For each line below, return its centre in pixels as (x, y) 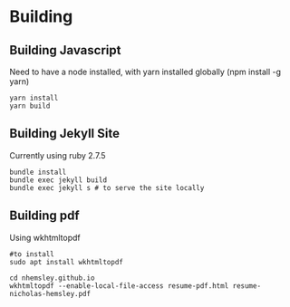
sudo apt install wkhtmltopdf (67, 262)
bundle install (38, 172)
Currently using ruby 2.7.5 (58, 155)
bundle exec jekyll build (58, 180)
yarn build (30, 106)
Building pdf (44, 216)
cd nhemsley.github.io (52, 278)
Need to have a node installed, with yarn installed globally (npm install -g (145, 72)
